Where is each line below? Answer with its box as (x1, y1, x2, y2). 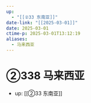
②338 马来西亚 (6, 69, 84, 83)
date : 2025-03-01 (6, 25, 49, 31)
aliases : (6, 36, 28, 42)
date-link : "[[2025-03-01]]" (6, 20, 78, 25)
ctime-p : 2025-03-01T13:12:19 (6, 31, 81, 37)
